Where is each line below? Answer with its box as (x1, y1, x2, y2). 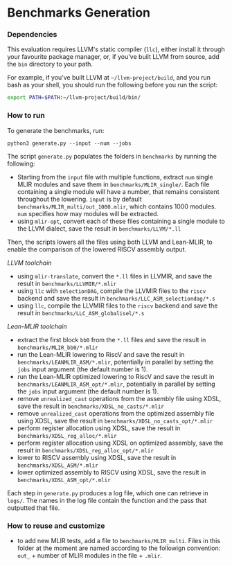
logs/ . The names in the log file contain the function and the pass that (7, 496, 207, 504)
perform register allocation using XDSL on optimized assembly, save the (17, 439, 224, 447)
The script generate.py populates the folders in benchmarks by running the (7, 152, 217, 160)
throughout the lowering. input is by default (17, 195, 142, 203)
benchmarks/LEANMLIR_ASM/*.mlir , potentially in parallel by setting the (17, 357, 214, 366)
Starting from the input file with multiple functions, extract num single (17, 173, 213, 181)
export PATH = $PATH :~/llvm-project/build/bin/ (7, 94, 141, 101)
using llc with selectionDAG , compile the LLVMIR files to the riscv (17, 286, 206, 295)
